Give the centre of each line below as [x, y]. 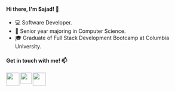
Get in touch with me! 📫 [37, 60]
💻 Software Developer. [44, 23]
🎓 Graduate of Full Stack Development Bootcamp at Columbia [92, 38]
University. [28, 47]
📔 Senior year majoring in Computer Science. [70, 31]
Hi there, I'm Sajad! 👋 [33, 9]
